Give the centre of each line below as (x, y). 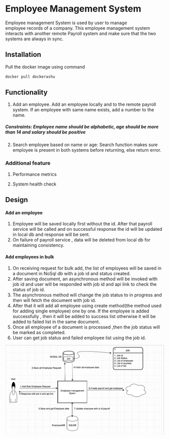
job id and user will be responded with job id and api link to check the (84, 284)
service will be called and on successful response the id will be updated (87, 229)
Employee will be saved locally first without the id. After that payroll (82, 224)
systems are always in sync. (35, 39)
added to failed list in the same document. (56, 322)
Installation (23, 55)
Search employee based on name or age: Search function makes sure (85, 145)
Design (17, 200)
